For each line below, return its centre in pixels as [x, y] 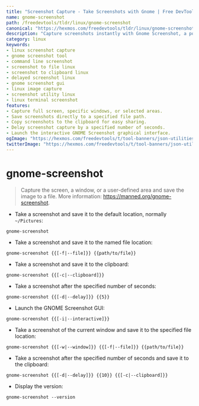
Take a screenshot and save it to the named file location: [84, 242]
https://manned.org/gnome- [137, 196]
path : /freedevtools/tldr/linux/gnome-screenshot [69, 23]
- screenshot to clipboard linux [47, 72]
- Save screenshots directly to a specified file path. [76, 116]
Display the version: [39, 386]
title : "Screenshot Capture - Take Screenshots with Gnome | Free [90, 12]
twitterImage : [24, 144]
